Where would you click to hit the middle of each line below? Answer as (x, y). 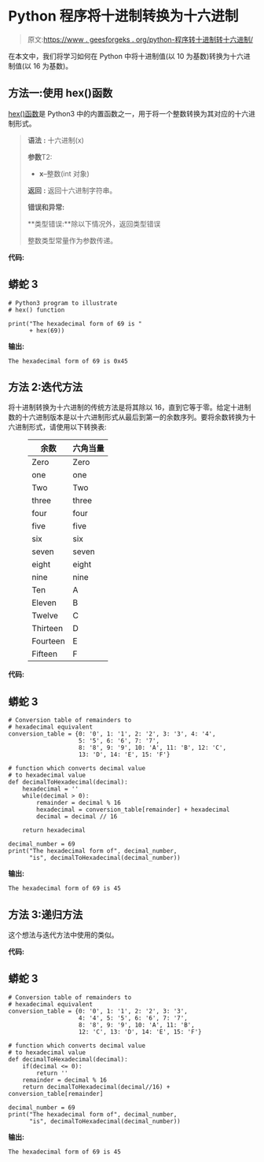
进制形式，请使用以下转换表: (61, 427)
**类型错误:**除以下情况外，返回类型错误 (94, 223)
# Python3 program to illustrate (63, 303)
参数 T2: (40, 157)
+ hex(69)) (47, 330)
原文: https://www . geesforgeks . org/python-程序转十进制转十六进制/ (140, 39)
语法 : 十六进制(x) (56, 140)
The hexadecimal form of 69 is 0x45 (68, 361)
